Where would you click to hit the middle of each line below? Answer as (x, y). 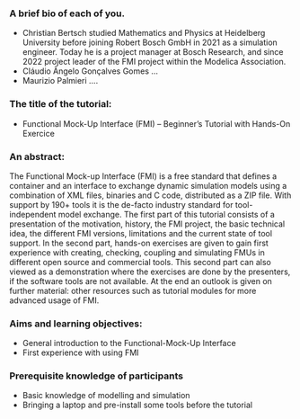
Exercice (39, 133)
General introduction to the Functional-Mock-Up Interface (129, 343)
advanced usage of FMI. (54, 300)
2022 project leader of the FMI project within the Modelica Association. (154, 62)
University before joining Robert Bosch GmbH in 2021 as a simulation (150, 42)
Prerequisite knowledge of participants (97, 376)
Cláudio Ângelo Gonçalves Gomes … (90, 71)
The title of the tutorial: (61, 104)
